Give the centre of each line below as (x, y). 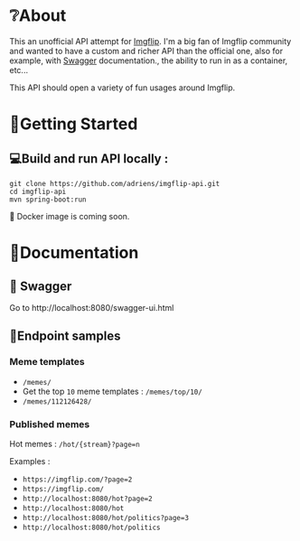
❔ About (38, 16)
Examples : (30, 461)
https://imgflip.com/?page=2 (77, 480)
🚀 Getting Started (74, 124)
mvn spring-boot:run (48, 200)
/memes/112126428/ (57, 401)
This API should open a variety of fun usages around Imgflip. (122, 88)
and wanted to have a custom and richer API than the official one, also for (146, 51)
